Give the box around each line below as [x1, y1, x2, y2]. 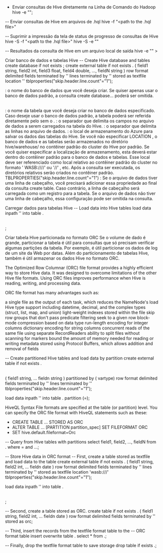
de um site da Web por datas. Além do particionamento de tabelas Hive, [5, 250, 149, 256]
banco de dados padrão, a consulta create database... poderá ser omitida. [5, 93, 154, 98]
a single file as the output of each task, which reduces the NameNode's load [5, 299, 159, 305]
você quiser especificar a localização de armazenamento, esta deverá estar [5, 149, 157, 155]
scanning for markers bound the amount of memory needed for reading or [5, 336, 154, 341]
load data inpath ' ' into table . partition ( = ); [5, 395, 90, 401]
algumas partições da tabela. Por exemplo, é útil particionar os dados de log [5, 245, 158, 250]
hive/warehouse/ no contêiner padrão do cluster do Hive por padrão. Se [5, 144, 150, 150]
